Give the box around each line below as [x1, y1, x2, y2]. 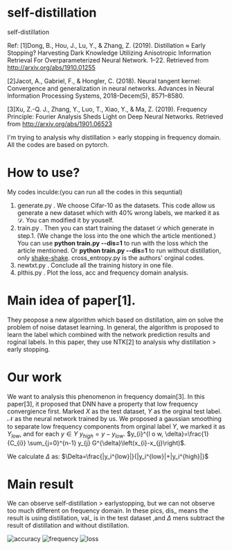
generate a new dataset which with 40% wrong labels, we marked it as [17, 208, 220, 216]
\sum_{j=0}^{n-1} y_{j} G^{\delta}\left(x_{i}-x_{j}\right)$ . [27, 438, 186, 447]
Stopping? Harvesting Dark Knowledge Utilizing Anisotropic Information [7, 49, 211, 57]
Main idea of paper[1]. [7, 293, 136, 309]
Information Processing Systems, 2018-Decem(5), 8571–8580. [7, 92, 185, 100]
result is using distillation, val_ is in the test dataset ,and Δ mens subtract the [7, 514, 225, 522]
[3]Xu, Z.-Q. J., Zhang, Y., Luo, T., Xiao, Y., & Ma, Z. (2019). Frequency [7, 105, 208, 113]
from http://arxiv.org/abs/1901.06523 [7, 119, 113, 128]
